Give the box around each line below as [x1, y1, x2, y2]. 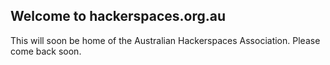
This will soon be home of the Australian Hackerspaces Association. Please [10, 34, 321, 46]
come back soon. [10, 45, 82, 57]
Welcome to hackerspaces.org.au [10, 8, 227, 25]
